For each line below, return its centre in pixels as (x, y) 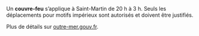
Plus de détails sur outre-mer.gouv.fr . (52, 27)
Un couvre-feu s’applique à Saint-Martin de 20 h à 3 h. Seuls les (86, 9)
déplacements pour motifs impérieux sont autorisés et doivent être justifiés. (100, 15)
